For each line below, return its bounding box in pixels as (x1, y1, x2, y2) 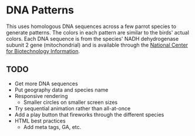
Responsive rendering (14, 92, 68, 99)
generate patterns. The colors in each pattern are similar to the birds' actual (6, 29, 190, 36)
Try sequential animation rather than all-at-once (14, 104, 131, 111)
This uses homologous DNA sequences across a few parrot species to (6, 23, 177, 30)
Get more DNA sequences (14, 80, 78, 87)
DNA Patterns (6, 4, 75, 17)
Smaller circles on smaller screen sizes (23, 99, 118, 106)
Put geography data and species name (14, 86, 109, 93)
